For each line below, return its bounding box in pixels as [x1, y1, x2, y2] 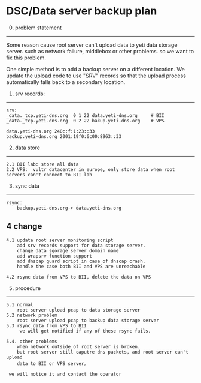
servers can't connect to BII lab [6, 172, 93, 178]
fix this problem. [6, 54, 47, 61]
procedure [14, 284, 41, 292]
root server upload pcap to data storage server [17, 307, 141, 313]
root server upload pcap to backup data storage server [17, 317, 160, 324]
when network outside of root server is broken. [17, 343, 141, 349]
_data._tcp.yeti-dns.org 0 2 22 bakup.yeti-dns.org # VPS [6, 118, 165, 124]
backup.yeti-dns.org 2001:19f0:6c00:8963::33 [6, 133, 121, 139]
